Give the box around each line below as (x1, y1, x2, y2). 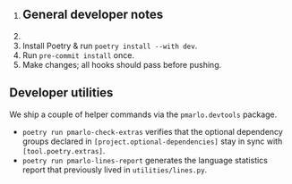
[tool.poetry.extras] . (21, 145, 106, 155)
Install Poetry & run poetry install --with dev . (21, 40, 198, 51)
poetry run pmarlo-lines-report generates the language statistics (21, 155, 269, 165)
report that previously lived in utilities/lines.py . (21, 164, 208, 175)
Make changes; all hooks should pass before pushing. (21, 59, 222, 70)
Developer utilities (9, 85, 114, 101)
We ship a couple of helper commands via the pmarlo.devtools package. (9, 109, 278, 120)
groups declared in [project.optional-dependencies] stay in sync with (21, 136, 283, 146)
